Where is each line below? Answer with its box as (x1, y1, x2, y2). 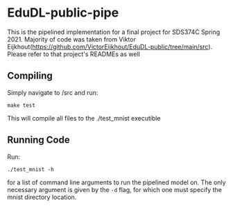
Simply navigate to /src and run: (7, 88, 98, 96)
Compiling (7, 70, 53, 82)
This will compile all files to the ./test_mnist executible (7, 114, 161, 122)
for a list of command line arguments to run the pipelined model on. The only (7, 178, 226, 187)
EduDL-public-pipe (7, 5, 119, 21)
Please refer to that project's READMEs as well (7, 50, 140, 58)
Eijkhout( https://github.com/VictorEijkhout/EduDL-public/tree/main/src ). (7, 42, 213, 51)
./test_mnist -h (7, 166, 54, 173)
